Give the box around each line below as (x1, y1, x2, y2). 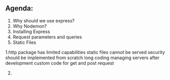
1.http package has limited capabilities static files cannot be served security (5, 49, 165, 55)
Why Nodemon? (12, 23, 47, 29)
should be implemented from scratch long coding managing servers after (5, 55, 160, 61)
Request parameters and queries (12, 34, 82, 40)
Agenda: (5, 4, 33, 13)
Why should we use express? (12, 17, 75, 23)
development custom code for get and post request (5, 60, 114, 66)
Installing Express (12, 28, 50, 35)
